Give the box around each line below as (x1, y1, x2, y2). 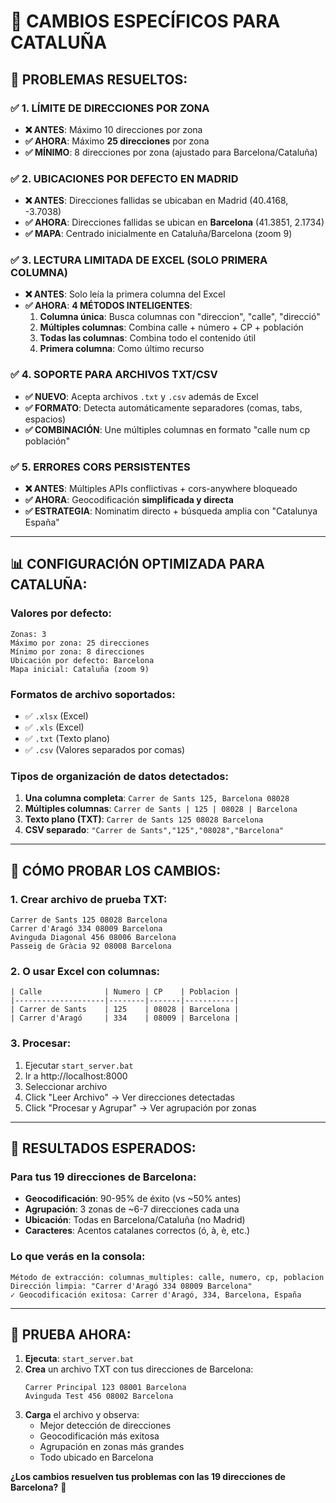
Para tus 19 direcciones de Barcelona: (10, 1170, 197, 1184)
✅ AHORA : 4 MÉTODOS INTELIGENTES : (24, 300, 193, 312)
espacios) (24, 413, 67, 425)
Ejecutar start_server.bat (24, 1059, 134, 1071)
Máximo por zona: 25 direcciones (10, 638, 150, 648)
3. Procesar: (10, 1036, 72, 1050)
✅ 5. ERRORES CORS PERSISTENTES (10, 460, 191, 474)
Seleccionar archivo (24, 1080, 108, 1092)
